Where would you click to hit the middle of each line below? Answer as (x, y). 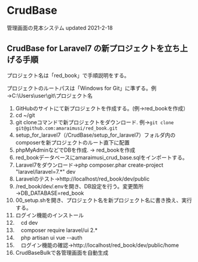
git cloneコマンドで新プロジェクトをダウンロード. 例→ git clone (95, 122)
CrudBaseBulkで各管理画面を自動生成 (62, 252)
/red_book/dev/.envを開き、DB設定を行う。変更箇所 (80, 186)
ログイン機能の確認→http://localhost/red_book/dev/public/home (100, 245)
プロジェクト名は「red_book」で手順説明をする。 (68, 75)
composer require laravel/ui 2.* (59, 230)
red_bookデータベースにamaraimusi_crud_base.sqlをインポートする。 (101, 157)
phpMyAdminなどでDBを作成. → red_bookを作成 (75, 150)
